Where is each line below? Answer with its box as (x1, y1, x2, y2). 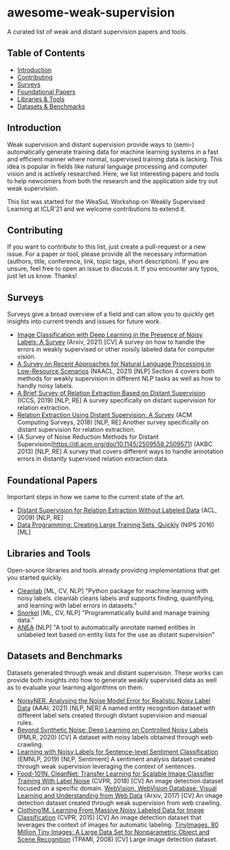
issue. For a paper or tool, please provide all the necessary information (7, 250, 207, 258)
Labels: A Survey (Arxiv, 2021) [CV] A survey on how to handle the (16, 338, 205, 346)
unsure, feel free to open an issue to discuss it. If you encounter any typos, (7, 264, 220, 273)
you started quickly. (7, 573, 63, 582)
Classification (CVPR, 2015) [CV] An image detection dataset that (16, 813, 202, 821)
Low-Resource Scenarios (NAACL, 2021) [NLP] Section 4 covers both (16, 367, 214, 376)
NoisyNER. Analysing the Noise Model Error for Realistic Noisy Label (16, 696, 211, 704)
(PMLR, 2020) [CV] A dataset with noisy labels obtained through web (16, 733, 213, 741)
